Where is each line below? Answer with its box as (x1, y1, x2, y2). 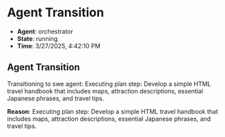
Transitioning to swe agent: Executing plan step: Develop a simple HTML (7, 80, 211, 88)
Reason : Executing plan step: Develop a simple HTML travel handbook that (7, 107, 219, 115)
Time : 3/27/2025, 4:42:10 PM (16, 42, 101, 50)
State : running (16, 34, 58, 42)
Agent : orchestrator (16, 27, 74, 35)
